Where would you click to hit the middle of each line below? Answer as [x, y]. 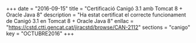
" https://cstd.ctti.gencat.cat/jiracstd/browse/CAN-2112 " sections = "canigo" [98, 27]
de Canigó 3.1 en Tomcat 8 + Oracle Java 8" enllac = [70, 21]
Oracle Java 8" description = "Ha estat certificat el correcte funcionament [96, 15]
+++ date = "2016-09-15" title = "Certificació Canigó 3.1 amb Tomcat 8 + [94, 9]
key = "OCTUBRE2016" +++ [40, 34]
